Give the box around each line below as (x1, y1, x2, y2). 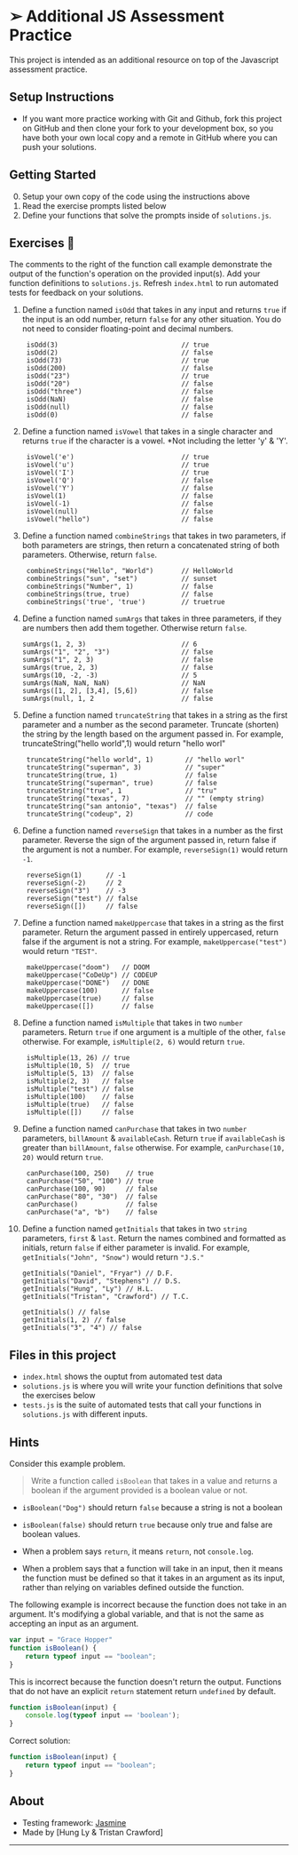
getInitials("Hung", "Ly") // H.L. (21, 1285, 154, 1294)
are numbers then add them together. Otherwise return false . (21, 623, 247, 633)
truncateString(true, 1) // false (26, 771, 217, 780)
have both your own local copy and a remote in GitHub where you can (21, 131, 278, 143)
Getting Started (9, 167, 97, 183)
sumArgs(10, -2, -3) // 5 (21, 671, 198, 681)
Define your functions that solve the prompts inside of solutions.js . (21, 210, 272, 220)
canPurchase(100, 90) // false (26, 1184, 158, 1194)
